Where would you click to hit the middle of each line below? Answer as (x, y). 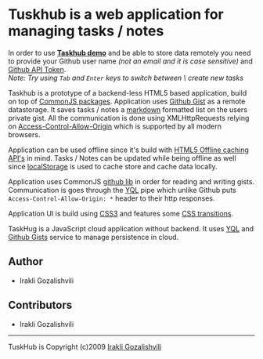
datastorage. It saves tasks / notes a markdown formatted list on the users (128, 109)
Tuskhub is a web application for (116, 15)
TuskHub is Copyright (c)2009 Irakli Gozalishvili (85, 346)
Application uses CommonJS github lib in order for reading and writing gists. (131, 181)
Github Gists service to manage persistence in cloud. (94, 237)
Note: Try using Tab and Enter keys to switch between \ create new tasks (126, 78)
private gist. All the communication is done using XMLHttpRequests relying (129, 118)
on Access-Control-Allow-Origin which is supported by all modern (115, 126)
